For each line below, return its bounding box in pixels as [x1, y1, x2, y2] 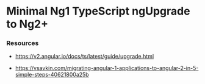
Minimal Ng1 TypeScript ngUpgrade [6, 4, 190, 18]
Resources [6, 39, 39, 47]
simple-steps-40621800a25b [15, 71, 90, 79]
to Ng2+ [6, 17, 49, 31]
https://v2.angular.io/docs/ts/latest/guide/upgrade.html [15, 53, 154, 60]
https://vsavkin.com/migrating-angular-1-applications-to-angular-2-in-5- [15, 65, 199, 72]
